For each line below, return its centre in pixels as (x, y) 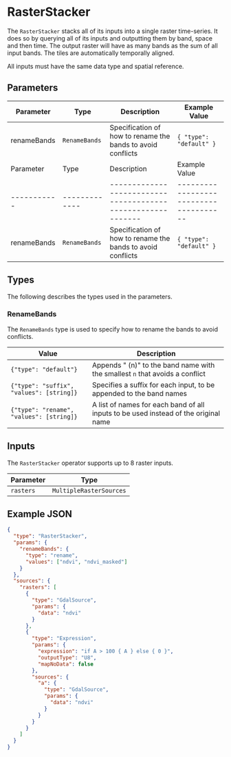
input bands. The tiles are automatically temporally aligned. (91, 53)
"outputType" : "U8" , (67, 657)
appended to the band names (140, 393)
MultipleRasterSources (89, 490)
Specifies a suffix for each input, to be (153, 384)
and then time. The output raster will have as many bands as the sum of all (112, 45)
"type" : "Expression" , (64, 639)
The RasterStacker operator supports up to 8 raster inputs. (90, 463)
